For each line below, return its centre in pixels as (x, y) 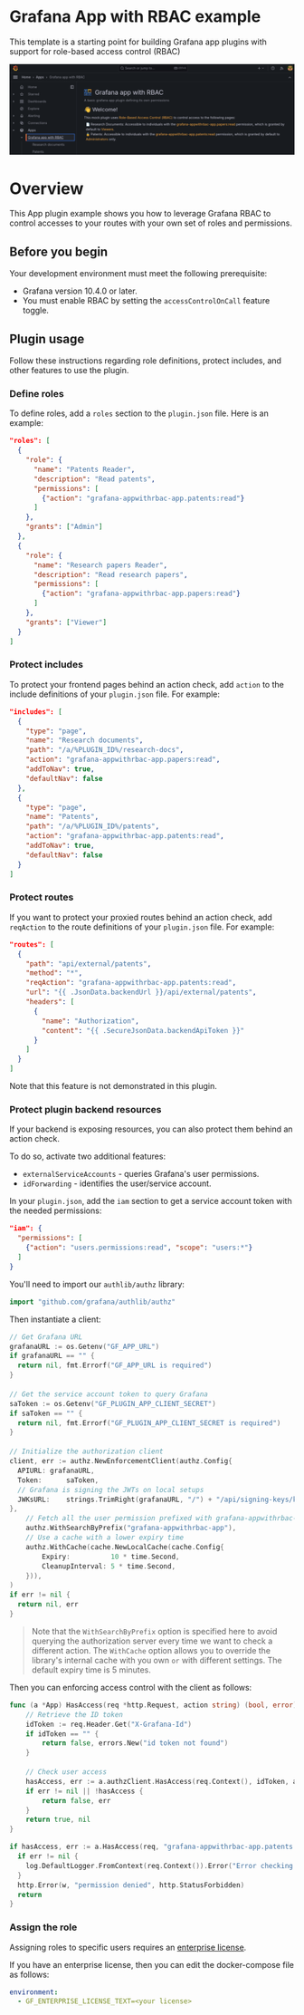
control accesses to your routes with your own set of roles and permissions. (151, 223)
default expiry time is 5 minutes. (91, 1670)
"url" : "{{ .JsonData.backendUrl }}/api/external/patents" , (141, 993)
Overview (47, 188)
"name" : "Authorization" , (91, 1021)
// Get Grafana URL (46, 1337)
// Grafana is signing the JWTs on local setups (111, 1490)
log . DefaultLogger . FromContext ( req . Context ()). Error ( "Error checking (160, 1866)
